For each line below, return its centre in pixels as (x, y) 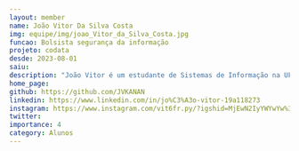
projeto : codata (39, 51)
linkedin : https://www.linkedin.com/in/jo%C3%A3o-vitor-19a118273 (135, 100)
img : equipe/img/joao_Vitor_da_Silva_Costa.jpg (99, 34)
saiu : (19, 68)
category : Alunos (41, 133)
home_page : (29, 83)
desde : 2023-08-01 (43, 59)
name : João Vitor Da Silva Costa (71, 26)
